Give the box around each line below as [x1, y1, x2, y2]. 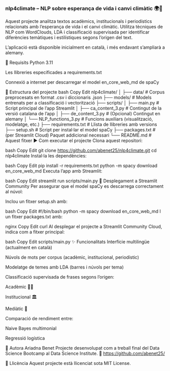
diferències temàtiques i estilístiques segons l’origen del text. [5, 35, 133, 41]
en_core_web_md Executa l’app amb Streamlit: [5, 168, 103, 174]
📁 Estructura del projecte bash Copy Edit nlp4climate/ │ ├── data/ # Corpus [5, 89, 165, 95]
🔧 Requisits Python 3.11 [5, 59, 53, 65]
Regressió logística [5, 335, 45, 342]
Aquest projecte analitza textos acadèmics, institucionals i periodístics [5, 18, 152, 24]
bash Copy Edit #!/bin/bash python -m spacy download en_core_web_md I [5, 208, 161, 215]
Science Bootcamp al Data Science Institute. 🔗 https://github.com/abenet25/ [5, 350, 165, 357]
